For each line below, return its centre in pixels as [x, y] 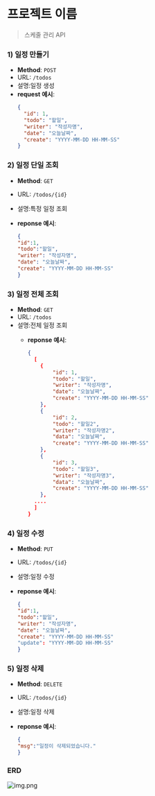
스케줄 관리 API [45, 35]
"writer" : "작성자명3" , [84, 476]
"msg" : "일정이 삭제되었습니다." [56, 746]
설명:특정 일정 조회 [42, 208]
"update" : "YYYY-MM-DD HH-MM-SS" [65, 643]
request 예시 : [36, 94]
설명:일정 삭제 [36, 712]
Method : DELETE [40, 684]
